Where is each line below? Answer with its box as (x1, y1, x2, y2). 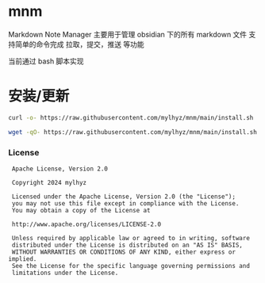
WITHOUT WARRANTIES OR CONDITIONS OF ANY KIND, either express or (11, 248, 236, 256)
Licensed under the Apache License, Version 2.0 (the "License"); (11, 193, 236, 201)
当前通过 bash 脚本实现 (8, 56, 85, 66)
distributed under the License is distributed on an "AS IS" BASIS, (11, 241, 244, 249)
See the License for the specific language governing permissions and (11, 262, 250, 270)
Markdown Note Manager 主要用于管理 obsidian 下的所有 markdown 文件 (8, 29, 248, 39)
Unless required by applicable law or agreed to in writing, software (11, 234, 250, 242)
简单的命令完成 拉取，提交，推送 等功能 (14, 39, 144, 49)
